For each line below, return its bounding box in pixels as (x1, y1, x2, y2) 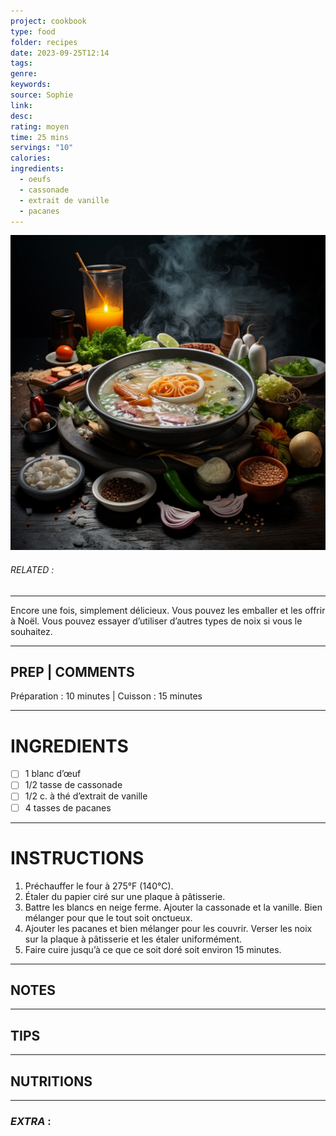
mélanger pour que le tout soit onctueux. (24, 911, 193, 924)
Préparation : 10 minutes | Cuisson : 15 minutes (10, 690, 203, 702)
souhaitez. (10, 625, 53, 637)
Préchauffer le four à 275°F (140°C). (24, 880, 174, 892)
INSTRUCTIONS (10, 846, 145, 869)
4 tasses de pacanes (24, 801, 112, 814)
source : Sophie (10, 90, 74, 100)
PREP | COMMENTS (10, 663, 135, 680)
